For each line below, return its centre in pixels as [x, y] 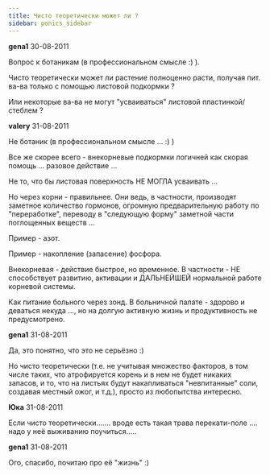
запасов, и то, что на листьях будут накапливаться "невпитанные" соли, [133, 382]
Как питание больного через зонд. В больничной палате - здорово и [127, 302]
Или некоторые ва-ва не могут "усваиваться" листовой [105, 101]
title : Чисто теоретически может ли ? [73, 16]
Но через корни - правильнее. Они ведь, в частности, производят [123, 196]
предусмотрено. [37, 319]
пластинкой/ [224, 101]
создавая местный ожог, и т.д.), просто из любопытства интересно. [125, 391]
